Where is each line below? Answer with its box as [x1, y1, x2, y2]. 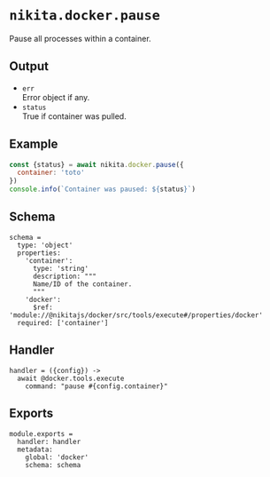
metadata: [17, 445, 53, 454]
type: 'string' [32, 264, 89, 273]
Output [9, 59, 49, 74]
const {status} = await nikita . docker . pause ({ [9, 160, 184, 169]
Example [9, 137, 58, 152]
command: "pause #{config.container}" [25, 381, 168, 391]
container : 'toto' [17, 168, 86, 178]
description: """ [32, 272, 97, 281]
